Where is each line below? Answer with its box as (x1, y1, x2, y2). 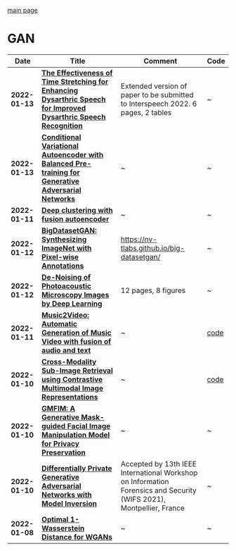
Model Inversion (41, 498, 97, 508)
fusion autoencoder (41, 214, 110, 224)
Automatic (41, 318, 78, 328)
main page (7, 6, 39, 14)
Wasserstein (41, 523, 85, 533)
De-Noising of (41, 272, 91, 282)
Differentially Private (41, 463, 112, 473)
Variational (41, 141, 79, 151)
